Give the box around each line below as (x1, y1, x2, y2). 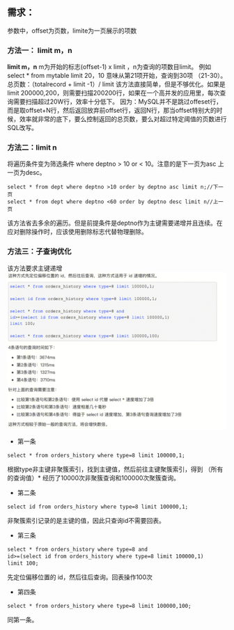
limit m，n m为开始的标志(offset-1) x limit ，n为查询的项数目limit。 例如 (7, 63, 212, 71)
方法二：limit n (7, 143, 57, 152)
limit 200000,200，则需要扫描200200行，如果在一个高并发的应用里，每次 (7, 89, 220, 97)
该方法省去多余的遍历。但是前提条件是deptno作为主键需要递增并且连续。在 (7, 219, 223, 228)
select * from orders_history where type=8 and (7, 546, 148, 553)
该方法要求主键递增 (7, 264, 63, 272)
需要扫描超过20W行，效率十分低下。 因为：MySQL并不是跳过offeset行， (13, 97, 223, 106)
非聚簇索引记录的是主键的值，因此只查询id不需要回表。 (7, 517, 165, 525)
